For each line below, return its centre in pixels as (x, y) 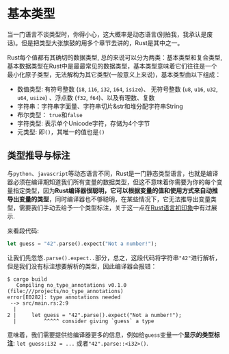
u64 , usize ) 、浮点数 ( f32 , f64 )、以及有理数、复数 (86, 97)
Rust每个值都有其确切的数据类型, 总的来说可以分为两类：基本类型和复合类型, (115, 57)
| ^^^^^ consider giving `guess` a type (84, 321)
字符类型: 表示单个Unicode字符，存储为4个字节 (83, 123)
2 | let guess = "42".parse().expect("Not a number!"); (95, 315)
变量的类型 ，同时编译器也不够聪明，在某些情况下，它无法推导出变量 (114, 199)
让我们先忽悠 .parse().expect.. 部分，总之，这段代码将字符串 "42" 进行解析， (114, 257)
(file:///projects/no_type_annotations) (66, 291)
